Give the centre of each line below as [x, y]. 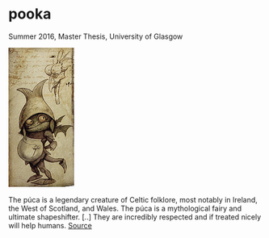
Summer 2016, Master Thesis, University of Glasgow [96, 36]
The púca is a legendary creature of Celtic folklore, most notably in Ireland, [133, 199]
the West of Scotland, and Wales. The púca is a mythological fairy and [125, 208]
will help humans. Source [50, 225]
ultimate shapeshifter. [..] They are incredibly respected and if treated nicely [135, 217]
